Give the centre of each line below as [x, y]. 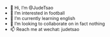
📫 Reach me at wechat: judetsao [45, 29]
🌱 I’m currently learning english [43, 18]
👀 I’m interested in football [37, 13]
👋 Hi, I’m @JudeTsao [32, 8]
